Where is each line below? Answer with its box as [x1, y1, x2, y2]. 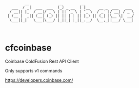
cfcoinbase [5, 42, 52, 53]
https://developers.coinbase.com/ [5, 77, 73, 83]
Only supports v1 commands [5, 68, 62, 73]
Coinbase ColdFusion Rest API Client [5, 58, 79, 64]
